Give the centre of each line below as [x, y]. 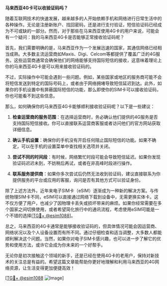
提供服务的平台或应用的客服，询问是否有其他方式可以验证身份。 [78, 180]
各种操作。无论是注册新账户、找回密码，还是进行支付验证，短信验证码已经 [81, 25]
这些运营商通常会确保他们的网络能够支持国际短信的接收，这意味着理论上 [88, 60]
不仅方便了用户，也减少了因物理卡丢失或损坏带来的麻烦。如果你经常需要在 [81, 203]
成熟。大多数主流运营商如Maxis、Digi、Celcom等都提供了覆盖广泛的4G [83, 54]
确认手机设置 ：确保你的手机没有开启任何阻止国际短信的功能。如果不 [82, 140]
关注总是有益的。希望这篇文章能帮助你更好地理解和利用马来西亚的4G [84, 262]
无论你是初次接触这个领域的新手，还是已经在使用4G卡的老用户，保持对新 [80, 256]
